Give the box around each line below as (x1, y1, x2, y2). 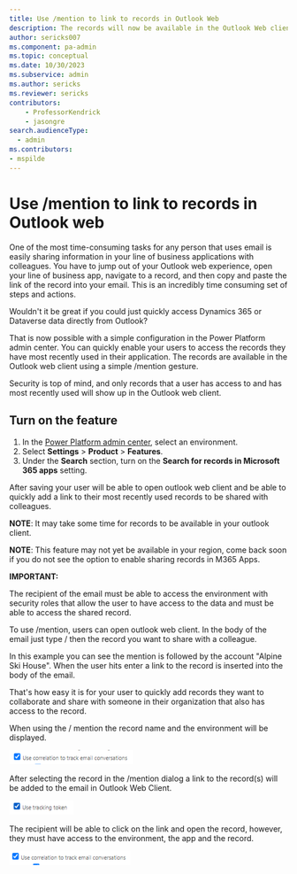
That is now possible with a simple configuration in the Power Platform (9, 332, 266, 343)
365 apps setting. (21, 465, 88, 476)
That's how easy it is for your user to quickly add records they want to (9, 686, 264, 697)
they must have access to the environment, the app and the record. (9, 832, 255, 843)
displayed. (9, 731, 47, 743)
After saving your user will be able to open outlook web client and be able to (9, 482, 286, 492)
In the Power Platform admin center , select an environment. (21, 437, 239, 447)
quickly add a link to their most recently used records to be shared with (9, 491, 269, 502)
